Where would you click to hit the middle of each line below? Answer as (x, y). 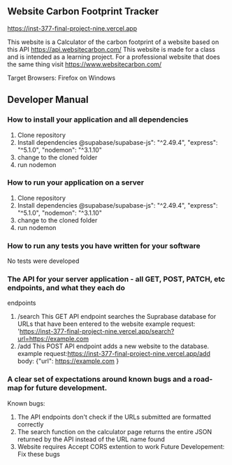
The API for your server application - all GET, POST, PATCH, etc (116, 279)
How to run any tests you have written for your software (104, 245)
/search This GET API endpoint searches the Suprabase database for (117, 317)
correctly (30, 424)
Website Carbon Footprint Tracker (83, 12)
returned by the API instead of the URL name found (91, 439)
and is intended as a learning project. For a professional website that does (114, 57)
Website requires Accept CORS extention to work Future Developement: (121, 446)
